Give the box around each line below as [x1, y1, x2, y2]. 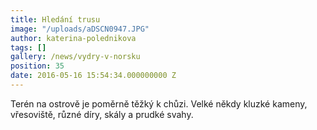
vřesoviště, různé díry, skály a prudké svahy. [10, 108, 194, 120]
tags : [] [10, 42, 47, 53]
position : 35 [10, 61, 65, 71]
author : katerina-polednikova [10, 33, 137, 43]
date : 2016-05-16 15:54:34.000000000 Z [10, 71, 177, 81]
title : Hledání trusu [10, 14, 101, 25]
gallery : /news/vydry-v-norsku [10, 52, 141, 62]
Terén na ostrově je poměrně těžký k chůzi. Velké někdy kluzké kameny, [10, 97, 308, 110]
